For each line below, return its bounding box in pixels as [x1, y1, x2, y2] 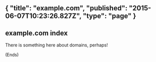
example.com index [5, 28, 68, 37]
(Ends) [5, 52, 19, 58]
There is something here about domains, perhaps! [5, 42, 108, 48]
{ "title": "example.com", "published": [5, 4, 127, 12]
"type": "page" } [82, 12, 136, 20]
